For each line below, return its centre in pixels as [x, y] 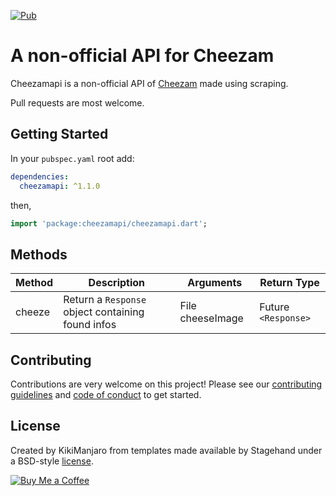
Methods [39, 254]
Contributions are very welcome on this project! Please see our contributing [166, 384]
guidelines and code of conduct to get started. [106, 394]
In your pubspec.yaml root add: [72, 158]
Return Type [289, 283]
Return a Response [105, 300]
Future [274, 307]
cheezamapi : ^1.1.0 [60, 186]
